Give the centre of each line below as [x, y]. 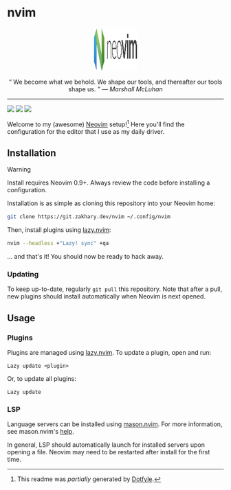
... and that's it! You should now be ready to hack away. [85, 257]
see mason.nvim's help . [41, 432]
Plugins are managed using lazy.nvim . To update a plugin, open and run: [109, 353]
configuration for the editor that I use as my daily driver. [86, 131]
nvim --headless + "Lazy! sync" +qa [58, 244]
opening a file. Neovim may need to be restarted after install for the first [109, 452]
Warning [19, 170]
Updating [23, 275]
